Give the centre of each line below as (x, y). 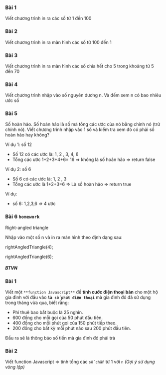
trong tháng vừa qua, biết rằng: (37, 303)
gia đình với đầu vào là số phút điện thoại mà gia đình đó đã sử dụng (78, 297)
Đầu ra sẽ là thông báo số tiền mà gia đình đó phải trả (60, 338)
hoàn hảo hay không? (27, 135)
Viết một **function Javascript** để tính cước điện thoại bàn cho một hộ (82, 292)
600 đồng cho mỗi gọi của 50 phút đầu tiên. (58, 318)
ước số (12, 100)
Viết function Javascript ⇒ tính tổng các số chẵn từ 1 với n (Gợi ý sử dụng (80, 362)
